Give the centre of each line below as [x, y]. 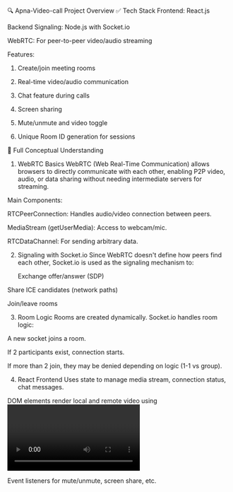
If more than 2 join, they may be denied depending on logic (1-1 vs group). [115, 366]
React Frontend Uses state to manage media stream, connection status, [122, 380]
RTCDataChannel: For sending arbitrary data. [73, 241]
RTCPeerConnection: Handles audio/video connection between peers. [109, 214]
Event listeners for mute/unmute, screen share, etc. [82, 481]
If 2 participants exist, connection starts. [66, 352]
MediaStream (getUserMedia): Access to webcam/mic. [87, 228]
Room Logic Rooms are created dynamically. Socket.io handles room [117, 317]
